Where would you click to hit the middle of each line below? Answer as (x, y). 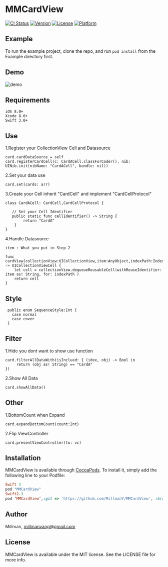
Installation (23, 458)
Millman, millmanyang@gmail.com (40, 526)
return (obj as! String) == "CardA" (54, 364)
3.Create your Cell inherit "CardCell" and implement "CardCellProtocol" (78, 194)
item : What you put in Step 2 (38, 248)
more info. (16, 559)
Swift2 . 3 (14, 494)
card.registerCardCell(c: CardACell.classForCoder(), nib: (68, 162)
